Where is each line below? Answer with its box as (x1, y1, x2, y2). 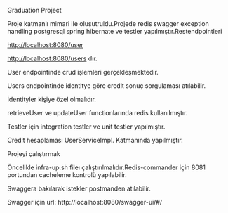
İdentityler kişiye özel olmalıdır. (7, 95, 97, 103)
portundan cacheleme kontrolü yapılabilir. (7, 171, 128, 179)
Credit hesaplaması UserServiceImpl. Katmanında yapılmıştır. (7, 136, 184, 144)
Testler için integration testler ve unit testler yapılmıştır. (7, 122, 166, 131)
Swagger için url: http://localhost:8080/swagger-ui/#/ (7, 198, 163, 206)
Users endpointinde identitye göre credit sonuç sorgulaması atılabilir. (7, 82, 206, 90)
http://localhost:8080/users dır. (7, 54, 98, 63)
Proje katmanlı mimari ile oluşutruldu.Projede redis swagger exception (7, 20, 209, 27)
